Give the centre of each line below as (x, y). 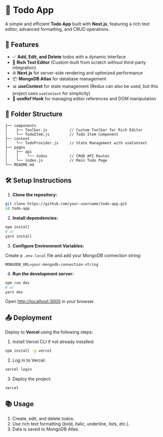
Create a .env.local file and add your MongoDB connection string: (73, 255)
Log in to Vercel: (29, 360)
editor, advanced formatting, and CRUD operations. (57, 29)
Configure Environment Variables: (48, 246)
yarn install (19, 236)
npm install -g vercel (28, 351)
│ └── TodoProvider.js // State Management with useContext (76, 143)
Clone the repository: (35, 195)
